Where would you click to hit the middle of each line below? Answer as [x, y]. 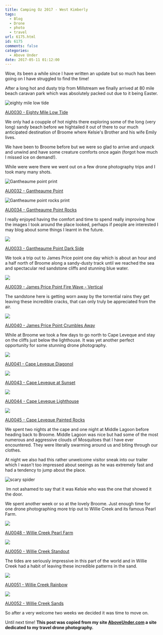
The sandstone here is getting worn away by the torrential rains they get [77, 296]
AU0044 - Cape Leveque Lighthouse [42, 401]
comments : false [21, 46]
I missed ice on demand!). [31, 158]
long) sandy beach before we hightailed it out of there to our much [72, 127]
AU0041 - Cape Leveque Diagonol [39, 364]
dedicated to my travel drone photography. [49, 628]
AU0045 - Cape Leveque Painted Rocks [45, 420]
